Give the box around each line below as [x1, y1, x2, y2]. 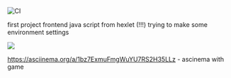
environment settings [7, 28, 69, 36]
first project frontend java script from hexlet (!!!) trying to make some [7, 21, 208, 28]
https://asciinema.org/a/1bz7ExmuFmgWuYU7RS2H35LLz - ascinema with [7, 55, 225, 63]
